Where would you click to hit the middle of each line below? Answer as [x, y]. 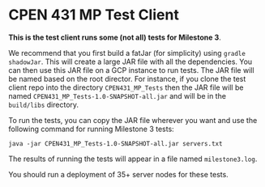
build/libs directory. [44, 104]
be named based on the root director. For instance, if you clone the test [127, 79]
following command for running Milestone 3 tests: [91, 129]
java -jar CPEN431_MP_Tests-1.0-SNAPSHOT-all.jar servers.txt [115, 143]
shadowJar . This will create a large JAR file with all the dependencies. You [130, 62]
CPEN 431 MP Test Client [94, 15]
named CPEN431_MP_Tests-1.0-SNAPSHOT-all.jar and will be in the [118, 96]
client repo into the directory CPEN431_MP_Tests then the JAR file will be [126, 87]
